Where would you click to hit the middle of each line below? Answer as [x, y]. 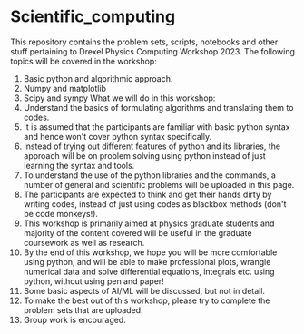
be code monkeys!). [61, 213]
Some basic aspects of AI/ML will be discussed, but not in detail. [144, 290]
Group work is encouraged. [74, 319]
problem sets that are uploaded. [83, 309]
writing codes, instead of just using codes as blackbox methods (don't [155, 204]
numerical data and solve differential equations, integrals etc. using [149, 271]
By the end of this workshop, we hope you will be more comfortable [150, 252]
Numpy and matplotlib [65, 88]
